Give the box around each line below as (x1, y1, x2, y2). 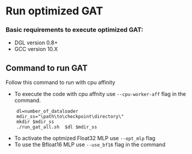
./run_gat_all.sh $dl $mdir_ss (16, 124, 97, 130)
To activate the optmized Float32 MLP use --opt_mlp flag (14, 135, 155, 142)
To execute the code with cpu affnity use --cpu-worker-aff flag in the (14, 90, 187, 98)
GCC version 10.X (14, 46, 58, 53)
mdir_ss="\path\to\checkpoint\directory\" (16, 114, 124, 120)
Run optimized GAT (5, 4, 103, 18)
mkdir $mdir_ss (16, 119, 55, 125)
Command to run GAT (5, 63, 88, 73)
